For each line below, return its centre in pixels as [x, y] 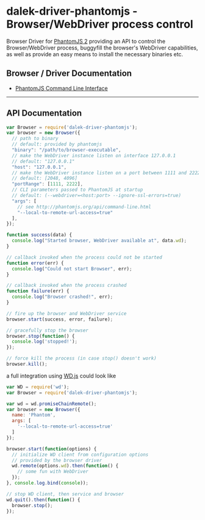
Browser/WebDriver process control [100, 24]
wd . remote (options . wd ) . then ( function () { [65, 466]
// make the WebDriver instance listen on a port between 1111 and [99, 173]
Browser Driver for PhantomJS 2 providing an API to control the [86, 41]
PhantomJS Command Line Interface [61, 88]
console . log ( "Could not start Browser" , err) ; [72, 269]
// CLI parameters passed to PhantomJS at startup [77, 190]
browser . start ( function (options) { [52, 449]
